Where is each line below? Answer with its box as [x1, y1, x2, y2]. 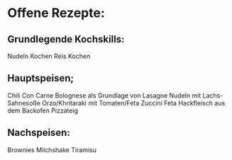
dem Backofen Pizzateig [7, 106, 79, 115]
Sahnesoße [7, 98, 41, 107]
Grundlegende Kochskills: [7, 33, 125, 45]
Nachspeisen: [7, 127, 71, 139]
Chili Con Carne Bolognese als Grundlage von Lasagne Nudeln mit [7, 91, 201, 100]
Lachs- [202, 91, 223, 100]
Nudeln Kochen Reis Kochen [7, 52, 91, 60]
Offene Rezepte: [7, 5, 105, 21]
